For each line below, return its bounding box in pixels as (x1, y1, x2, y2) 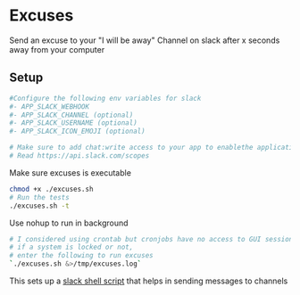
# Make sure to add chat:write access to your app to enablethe (9, 143, 254, 152)
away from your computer (9, 44, 105, 54)
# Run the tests (9, 193, 70, 201)
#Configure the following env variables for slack (9, 94, 202, 102)
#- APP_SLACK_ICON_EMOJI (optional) (9, 127, 146, 136)
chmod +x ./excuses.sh (9, 184, 94, 193)
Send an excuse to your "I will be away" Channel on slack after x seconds (9, 35, 280, 45)
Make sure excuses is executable (9, 167, 132, 178)
